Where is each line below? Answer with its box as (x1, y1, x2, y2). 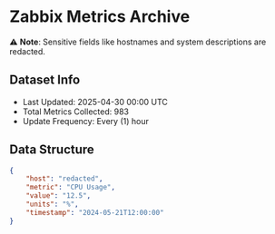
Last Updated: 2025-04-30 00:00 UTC (22, 96, 168, 107)
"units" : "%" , (25, 200, 79, 210)
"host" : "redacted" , (25, 174, 103, 183)
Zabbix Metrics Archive (9, 6, 191, 27)
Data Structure (9, 142, 95, 158)
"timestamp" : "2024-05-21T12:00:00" (25, 208, 165, 217)
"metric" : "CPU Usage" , (25, 183, 116, 192)
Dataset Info (9, 73, 81, 88)
